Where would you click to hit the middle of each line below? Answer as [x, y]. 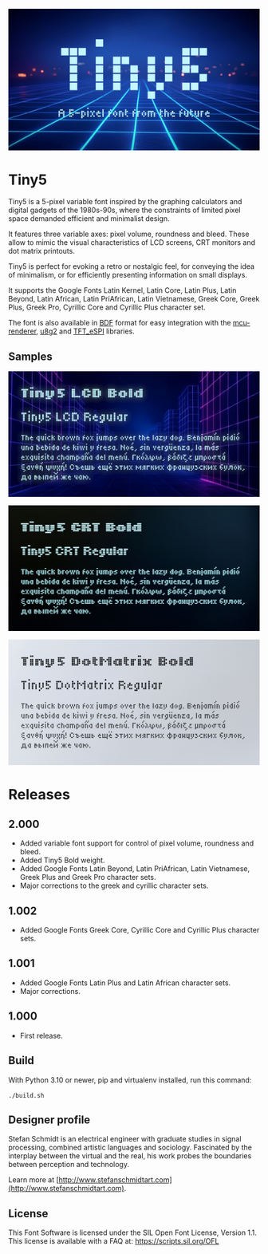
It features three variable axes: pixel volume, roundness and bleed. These [129, 234]
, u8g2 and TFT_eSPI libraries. [85, 331]
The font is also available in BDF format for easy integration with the [120, 323]
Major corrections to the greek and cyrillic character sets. [114, 885]
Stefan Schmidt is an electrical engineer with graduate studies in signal [125, 1139]
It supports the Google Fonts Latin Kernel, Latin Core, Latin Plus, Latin [122, 290]
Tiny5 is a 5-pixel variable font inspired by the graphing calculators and [125, 202]
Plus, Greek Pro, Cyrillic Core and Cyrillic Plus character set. [107, 307]
